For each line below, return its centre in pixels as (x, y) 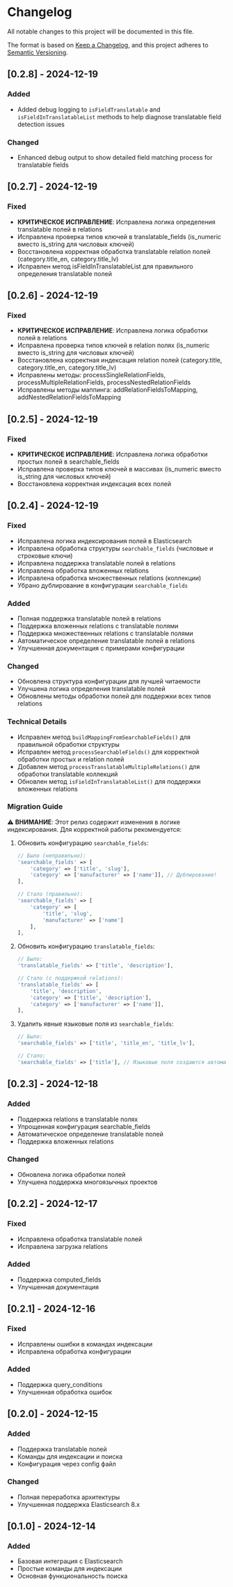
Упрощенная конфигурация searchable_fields (84, 1126)
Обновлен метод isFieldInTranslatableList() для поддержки (109, 781)
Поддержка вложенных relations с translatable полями (98, 625)
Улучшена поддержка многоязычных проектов (87, 1182)
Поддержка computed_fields (59, 1280)
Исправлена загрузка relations (63, 1246)
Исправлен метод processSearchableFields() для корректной (108, 752)
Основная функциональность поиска (72, 1576)
